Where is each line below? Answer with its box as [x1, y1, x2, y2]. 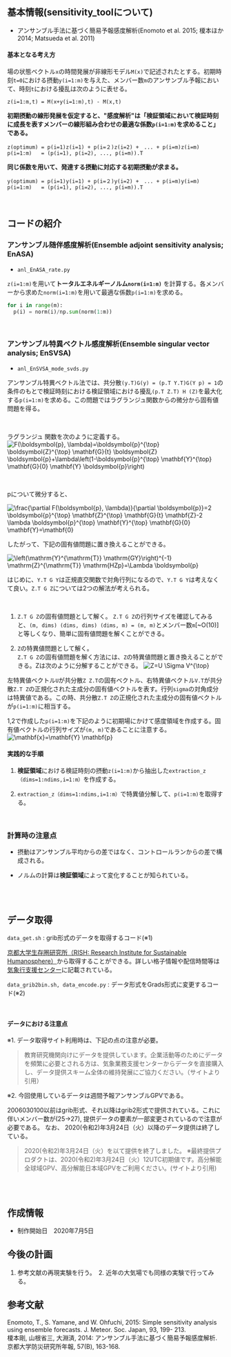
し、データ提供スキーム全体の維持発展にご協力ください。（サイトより [23, 1068, 221, 1076]
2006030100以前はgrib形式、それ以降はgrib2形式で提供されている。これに [7, 1106, 221, 1114]
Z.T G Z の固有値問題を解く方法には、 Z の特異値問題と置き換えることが [17, 653, 217, 661]
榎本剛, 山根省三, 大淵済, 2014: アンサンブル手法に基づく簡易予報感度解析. [7, 1333, 218, 1342]
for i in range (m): [7, 301, 63, 309]
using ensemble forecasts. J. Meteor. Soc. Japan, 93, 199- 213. [7, 1325, 186, 1333]
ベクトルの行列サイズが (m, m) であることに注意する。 [19, 725, 171, 733]
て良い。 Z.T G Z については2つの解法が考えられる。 [7, 583, 153, 592]
